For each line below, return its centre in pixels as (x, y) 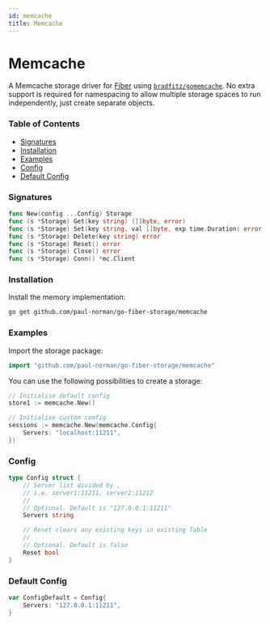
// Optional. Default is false (76, 545)
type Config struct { (45, 478)
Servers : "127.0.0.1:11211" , (72, 605)
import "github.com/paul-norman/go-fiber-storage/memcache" (112, 365)
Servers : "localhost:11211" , (72, 433)
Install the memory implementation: (67, 297)
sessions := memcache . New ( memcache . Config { (83, 426)
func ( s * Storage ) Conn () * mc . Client (72, 259)
